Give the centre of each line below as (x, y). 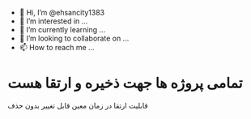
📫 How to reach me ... (57, 47)
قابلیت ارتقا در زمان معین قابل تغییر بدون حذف (78, 105)
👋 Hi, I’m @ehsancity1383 (62, 13)
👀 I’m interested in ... (53, 21)
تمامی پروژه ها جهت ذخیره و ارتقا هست (125, 83)
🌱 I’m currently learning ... (62, 30)
